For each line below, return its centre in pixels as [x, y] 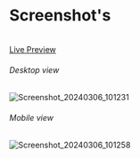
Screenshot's [60, 16]
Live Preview [33, 49]
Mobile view [31, 117]
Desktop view [34, 70]
